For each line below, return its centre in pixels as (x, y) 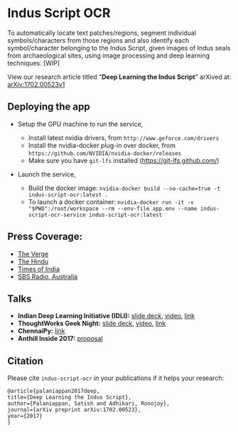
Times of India (39, 269)
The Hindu (33, 261)
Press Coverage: (45, 237)
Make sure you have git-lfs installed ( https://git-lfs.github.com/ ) (124, 160)
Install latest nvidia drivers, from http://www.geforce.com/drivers (124, 137)
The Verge (33, 253)
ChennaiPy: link (41, 331)
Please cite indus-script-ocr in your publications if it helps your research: (116, 378)
